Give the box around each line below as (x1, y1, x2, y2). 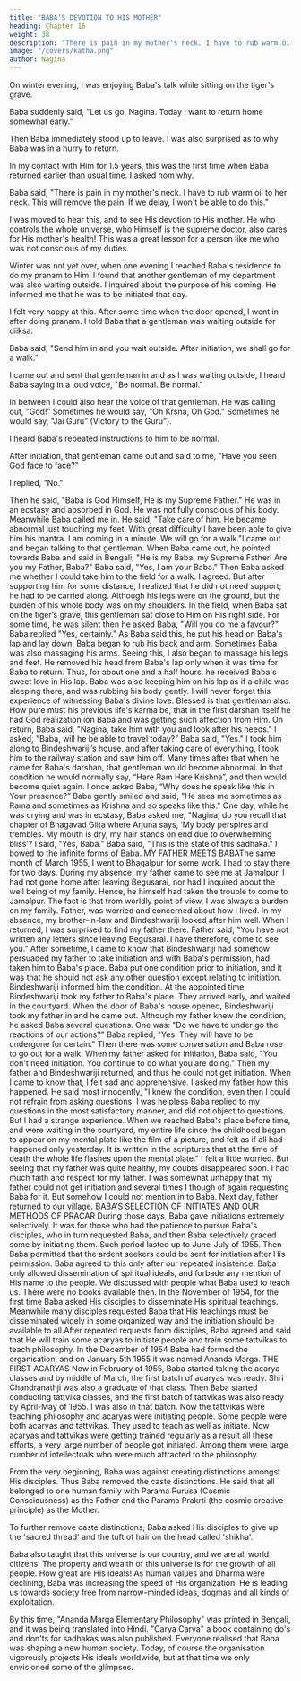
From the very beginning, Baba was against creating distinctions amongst (9, 1466, 280, 1477)
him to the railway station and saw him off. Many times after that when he (9, 752, 279, 763)
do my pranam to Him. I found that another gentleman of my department (9, 270, 276, 280)
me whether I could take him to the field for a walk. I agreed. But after (9, 571, 265, 582)
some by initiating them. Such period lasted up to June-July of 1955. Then (9, 1239, 282, 1249)
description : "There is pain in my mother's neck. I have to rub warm (9, 38, 279, 48)
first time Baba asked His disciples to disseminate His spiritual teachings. (9, 1297, 279, 1307)
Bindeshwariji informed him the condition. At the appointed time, (9, 981, 246, 992)
